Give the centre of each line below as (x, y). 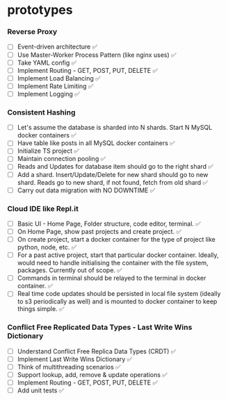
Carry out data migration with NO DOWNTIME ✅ (86, 190)
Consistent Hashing (41, 112)
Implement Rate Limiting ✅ (55, 86)
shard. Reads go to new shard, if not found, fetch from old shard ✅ (113, 182)
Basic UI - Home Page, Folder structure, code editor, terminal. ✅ (109, 224)
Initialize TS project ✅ (48, 151)
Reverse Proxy (32, 32)
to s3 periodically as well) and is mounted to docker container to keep (117, 301)
